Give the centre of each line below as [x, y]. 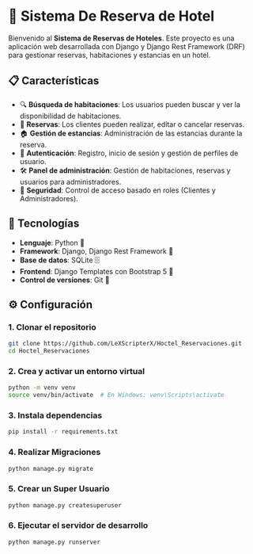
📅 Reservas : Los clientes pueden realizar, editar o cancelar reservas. [132, 124]
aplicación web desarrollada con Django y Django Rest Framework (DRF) [126, 46]
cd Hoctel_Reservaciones [49, 351]
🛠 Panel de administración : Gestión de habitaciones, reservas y [125, 170]
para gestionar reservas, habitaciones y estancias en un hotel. [110, 55]
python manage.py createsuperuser [65, 505]
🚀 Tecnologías [44, 224]
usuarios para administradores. [70, 181]
